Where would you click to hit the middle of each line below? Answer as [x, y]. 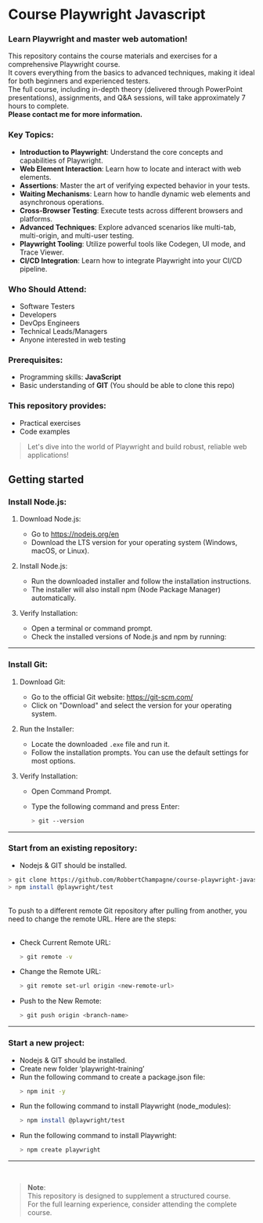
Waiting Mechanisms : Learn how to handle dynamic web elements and [135, 193]
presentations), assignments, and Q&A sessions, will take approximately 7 [127, 98]
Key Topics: [31, 135]
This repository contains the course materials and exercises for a [113, 56]
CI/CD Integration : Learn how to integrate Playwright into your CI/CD [131, 260]
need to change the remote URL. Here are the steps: [92, 919]
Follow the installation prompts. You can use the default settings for [140, 752]
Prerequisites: [36, 360]
